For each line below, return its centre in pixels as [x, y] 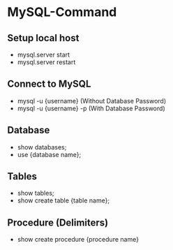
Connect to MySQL [49, 84]
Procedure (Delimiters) [58, 222]
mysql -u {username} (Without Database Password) [92, 101]
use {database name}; [49, 154]
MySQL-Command [62, 12]
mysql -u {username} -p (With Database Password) [91, 108]
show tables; [36, 193]
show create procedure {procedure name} [78, 240]
